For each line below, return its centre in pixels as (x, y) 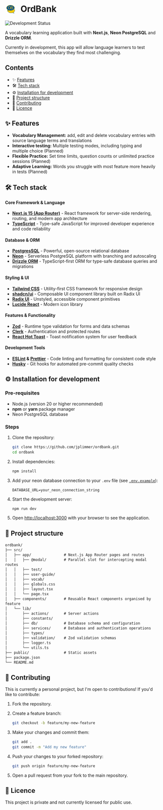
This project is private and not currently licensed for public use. (69, 802)
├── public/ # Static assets (51, 653)
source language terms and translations (52, 140)
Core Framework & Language (35, 202)
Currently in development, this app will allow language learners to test (75, 47)
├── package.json (23, 658)
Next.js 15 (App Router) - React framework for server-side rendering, (82, 213)
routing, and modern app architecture (50, 219)
